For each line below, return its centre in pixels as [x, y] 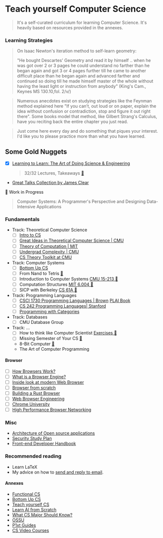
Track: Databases [30, 317]
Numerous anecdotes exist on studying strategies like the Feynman [84, 101]
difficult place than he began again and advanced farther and [78, 76]
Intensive [26, 207]
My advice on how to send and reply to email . [58, 472]
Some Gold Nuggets [36, 151]
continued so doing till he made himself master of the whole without [85, 81]
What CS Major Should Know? [42, 515]
